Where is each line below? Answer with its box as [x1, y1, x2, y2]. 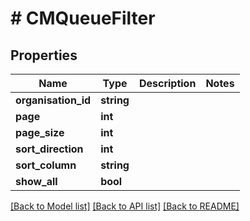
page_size [15, 126, 65, 139]
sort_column [15, 158, 77, 172]
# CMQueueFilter [10, 7, 156, 30]
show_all [15, 175, 58, 188]
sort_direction [15, 142, 84, 156]
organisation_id [15, 93, 92, 107]
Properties [10, 47, 78, 64]
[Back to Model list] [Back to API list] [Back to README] [10, 200, 240, 212]
